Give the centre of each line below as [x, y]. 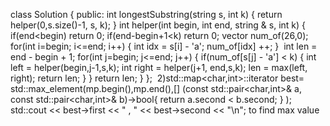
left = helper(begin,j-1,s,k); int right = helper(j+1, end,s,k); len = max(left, [159, 67]
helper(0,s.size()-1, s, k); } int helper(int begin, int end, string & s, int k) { [158, 25]
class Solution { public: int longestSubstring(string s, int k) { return [146, 14]
